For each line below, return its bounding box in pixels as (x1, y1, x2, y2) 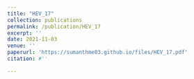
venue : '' (7, 42, 36, 49)
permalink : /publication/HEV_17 (7, 23, 101, 30)
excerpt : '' (7, 29, 42, 37)
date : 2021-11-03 (7, 36, 58, 43)
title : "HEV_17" (7, 10, 54, 17)
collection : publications (7, 17, 82, 24)
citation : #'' (7, 55, 49, 62)
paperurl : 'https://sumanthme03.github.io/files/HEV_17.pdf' (7, 49, 188, 56)
